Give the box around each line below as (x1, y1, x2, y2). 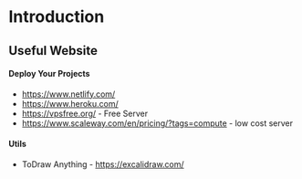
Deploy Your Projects (8, 68, 90, 79)
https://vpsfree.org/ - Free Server (21, 108, 148, 119)
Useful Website (8, 43, 98, 58)
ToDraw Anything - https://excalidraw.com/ (21, 158, 184, 170)
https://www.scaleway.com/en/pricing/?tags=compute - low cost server (21, 117, 294, 129)
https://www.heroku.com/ (21, 98, 120, 109)
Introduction (8, 6, 105, 27)
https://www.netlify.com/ (21, 89, 116, 100)
